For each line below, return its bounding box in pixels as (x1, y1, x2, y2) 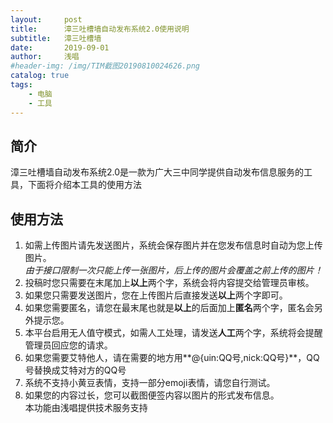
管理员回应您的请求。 (24, 339, 113, 351)
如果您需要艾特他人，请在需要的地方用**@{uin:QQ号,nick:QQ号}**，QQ (24, 352, 320, 364)
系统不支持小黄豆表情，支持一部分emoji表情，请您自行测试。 (24, 377, 276, 389)
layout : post (10, 14, 83, 25)
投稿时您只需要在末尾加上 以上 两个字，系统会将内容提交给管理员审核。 (24, 277, 315, 289)
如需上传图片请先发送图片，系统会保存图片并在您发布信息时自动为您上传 (24, 239, 323, 251)
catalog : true (10, 71, 70, 81)
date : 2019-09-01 (10, 42, 110, 53)
